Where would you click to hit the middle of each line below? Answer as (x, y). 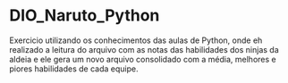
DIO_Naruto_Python (85, 16)
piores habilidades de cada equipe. (74, 69)
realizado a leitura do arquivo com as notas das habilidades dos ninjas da (144, 49)
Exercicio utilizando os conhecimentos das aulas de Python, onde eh (136, 40)
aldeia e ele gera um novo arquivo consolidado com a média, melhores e (143, 59)
